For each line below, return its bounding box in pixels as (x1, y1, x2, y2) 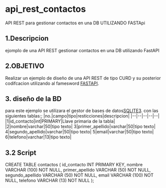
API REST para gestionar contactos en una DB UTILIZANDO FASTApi (5, 20, 146, 26)
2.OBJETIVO (5, 62, 45, 70)
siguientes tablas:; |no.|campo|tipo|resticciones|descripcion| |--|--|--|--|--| (5, 113, 160, 119)
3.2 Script (5, 148, 36, 157)
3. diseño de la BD (5, 94, 62, 103)
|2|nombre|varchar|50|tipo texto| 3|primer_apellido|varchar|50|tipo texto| (5, 124, 156, 129)
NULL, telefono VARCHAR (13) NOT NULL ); (5, 178, 94, 184)
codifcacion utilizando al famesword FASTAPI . (5, 80, 99, 86)
